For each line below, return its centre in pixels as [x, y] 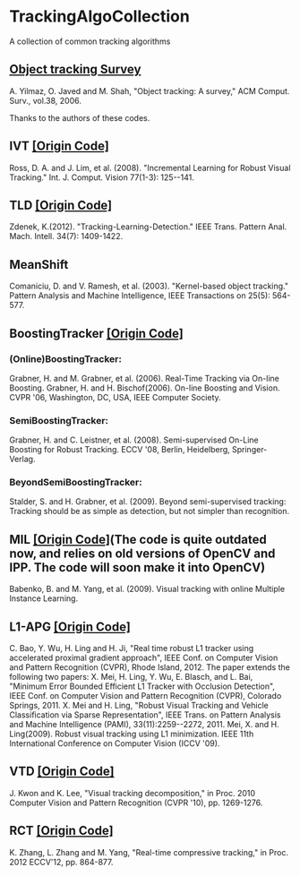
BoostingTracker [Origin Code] [96, 333]
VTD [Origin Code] [62, 772]
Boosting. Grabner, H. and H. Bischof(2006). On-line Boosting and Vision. [145, 388]
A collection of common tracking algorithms [90, 41]
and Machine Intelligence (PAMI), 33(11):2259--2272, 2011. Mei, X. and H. [144, 725]
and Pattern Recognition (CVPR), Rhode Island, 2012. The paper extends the [150, 667]
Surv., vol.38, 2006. [46, 100]
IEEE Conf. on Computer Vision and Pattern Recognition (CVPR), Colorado [146, 696]
